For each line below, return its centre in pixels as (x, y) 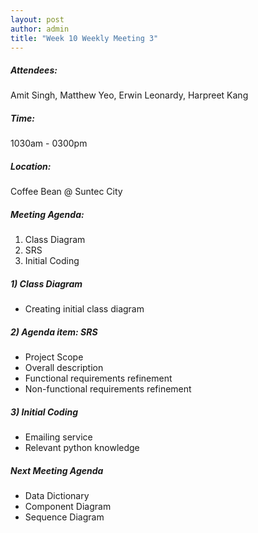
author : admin (40, 29)
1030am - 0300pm (49, 143)
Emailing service (58, 437)
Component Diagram (68, 507)
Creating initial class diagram (84, 309)
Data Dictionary (57, 496)
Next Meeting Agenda (57, 470)
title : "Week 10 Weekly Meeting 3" (84, 38)
